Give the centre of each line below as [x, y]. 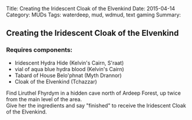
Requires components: [39, 50]
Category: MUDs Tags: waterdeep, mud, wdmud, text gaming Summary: [94, 15]
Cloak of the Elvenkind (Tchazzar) [56, 81]
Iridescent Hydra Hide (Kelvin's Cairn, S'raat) [69, 63]
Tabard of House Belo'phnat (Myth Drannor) [68, 75]
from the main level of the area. [44, 99]
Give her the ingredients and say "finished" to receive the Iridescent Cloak [96, 105]
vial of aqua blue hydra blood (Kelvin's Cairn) [69, 69]
